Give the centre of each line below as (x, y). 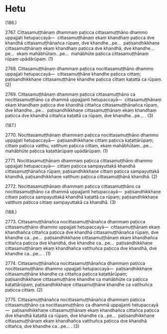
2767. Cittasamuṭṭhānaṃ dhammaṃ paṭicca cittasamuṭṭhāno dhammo (77, 32)
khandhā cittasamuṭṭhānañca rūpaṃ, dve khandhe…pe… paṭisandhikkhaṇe (83, 43)
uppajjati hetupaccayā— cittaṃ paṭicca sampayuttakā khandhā (70, 166)
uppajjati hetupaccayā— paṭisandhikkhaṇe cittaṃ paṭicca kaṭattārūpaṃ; (80, 140)
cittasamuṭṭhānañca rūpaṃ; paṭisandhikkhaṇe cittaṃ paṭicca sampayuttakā (82, 171)
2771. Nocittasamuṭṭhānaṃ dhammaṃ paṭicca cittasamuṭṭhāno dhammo (79, 160)
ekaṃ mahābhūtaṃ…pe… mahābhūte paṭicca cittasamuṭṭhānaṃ (83, 54)
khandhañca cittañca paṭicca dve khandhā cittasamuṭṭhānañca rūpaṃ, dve (82, 232)
